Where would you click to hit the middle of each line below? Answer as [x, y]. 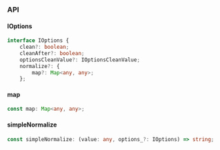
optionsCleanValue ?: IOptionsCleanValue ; [80, 60]
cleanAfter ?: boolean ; [52, 53]
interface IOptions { [38, 41]
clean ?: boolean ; [44, 47]
